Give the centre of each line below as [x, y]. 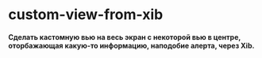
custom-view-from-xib [86, 15]
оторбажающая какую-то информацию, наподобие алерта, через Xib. [131, 45]
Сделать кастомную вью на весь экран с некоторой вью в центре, [124, 37]
